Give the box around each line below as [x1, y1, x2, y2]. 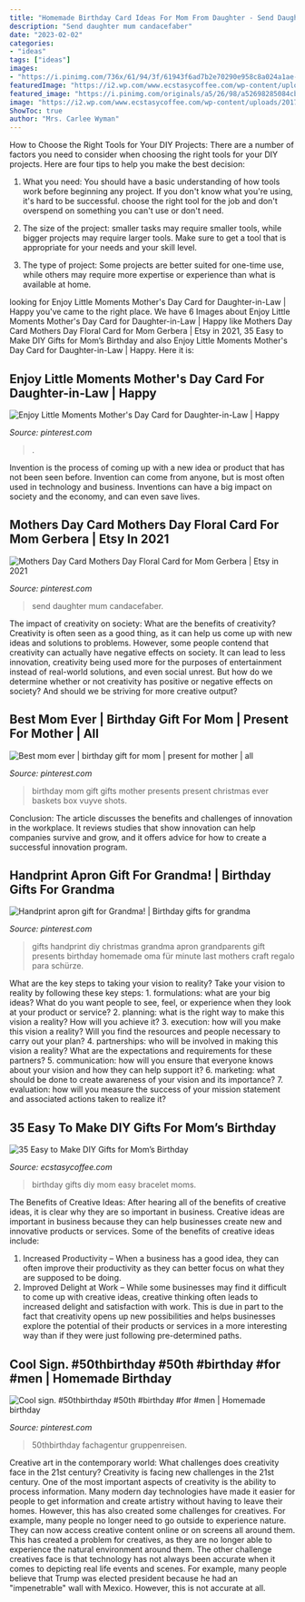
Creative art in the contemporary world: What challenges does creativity [9, 1458, 280, 1468]
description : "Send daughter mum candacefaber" [9, 22, 193, 31]
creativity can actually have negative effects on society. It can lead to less [9, 646, 286, 658]
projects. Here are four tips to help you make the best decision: [9, 159, 245, 170]
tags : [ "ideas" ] [9, 55, 71, 64]
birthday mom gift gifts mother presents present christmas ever [31, 785, 270, 796]
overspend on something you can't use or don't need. [22, 205, 224, 216]
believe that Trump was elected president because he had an [9, 1573, 239, 1584]
